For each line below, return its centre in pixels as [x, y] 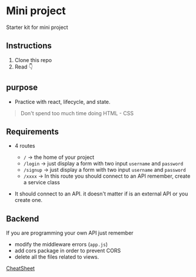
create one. [29, 200]
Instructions [29, 46]
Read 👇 [24, 67]
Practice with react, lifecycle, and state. [62, 102]
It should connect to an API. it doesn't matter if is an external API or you [101, 194]
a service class [41, 183]
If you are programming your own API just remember [70, 233]
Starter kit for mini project [37, 27]
